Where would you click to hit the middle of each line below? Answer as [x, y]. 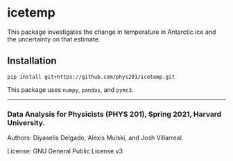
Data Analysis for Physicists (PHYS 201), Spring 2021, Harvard [114, 114]
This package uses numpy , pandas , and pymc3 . [70, 89]
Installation [32, 61]
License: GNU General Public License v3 [65, 151]
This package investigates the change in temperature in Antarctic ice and [112, 32]
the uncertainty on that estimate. [54, 39]
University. [26, 122]
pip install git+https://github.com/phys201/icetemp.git [91, 77]
